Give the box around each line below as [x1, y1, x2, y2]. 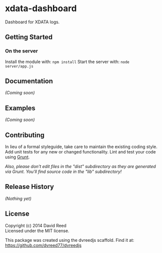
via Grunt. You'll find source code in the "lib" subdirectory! [5, 169, 122, 175]
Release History [5, 183, 54, 191]
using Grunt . [5, 154, 30, 160]
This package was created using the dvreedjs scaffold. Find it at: [5, 237, 134, 243]
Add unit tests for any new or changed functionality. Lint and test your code [5, 149, 156, 155]
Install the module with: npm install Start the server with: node [5, 59, 130, 65]
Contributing [5, 131, 45, 139]
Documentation [5, 77, 53, 85]
